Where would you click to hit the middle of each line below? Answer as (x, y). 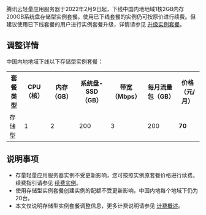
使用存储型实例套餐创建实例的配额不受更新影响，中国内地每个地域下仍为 (106, 190)
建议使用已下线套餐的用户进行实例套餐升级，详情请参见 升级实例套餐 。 (96, 24)
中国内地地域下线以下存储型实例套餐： (55, 61)
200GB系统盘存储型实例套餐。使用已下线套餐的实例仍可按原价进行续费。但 (101, 17)
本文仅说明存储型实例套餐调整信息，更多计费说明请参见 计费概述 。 (99, 206)
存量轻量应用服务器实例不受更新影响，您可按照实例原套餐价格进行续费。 (106, 175)
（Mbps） (126, 96)
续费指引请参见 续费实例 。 (48, 183)
